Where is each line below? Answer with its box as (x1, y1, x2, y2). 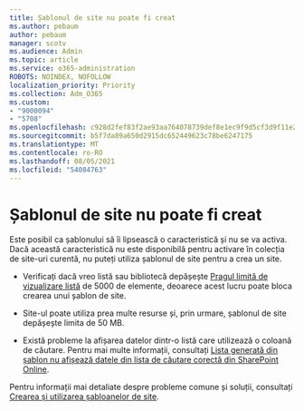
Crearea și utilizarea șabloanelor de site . (9, 391, 160, 402)
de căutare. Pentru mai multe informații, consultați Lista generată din (22, 345, 279, 356)
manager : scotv (9, 38, 67, 48)
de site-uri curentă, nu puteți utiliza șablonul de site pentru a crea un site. (9, 253, 282, 264)
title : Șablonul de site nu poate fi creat (9, 13, 176, 23)
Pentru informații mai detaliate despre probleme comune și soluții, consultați (9, 382, 293, 393)
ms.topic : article (9, 55, 79, 64)
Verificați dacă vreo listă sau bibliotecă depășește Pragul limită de (22, 271, 269, 282)
